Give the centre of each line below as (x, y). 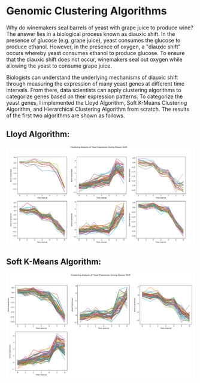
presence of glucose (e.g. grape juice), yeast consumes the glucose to (93, 40)
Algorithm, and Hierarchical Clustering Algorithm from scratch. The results (98, 109)
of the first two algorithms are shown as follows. (66, 115)
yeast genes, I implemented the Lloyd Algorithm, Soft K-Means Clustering (97, 102)
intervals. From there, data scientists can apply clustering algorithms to (94, 90)
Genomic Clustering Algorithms (87, 11)
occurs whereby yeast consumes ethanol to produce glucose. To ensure (96, 53)
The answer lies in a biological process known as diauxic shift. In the (91, 34)
